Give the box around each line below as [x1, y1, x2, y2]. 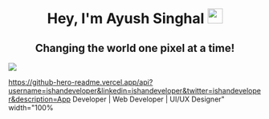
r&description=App [8, 94, 71, 104]
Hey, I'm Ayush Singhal [47, 10, 205, 28]
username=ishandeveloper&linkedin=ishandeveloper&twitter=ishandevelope [8, 86, 261, 95]
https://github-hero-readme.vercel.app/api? [8, 77, 153, 87]
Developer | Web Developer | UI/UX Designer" [71, 94, 225, 104]
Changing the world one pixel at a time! [35, 41, 235, 55]
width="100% [8, 103, 54, 112]
